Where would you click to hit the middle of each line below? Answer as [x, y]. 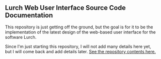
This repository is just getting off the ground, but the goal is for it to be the [79, 27]
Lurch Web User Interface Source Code [65, 8]
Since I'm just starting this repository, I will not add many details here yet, [78, 46]
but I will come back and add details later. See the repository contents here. [80, 51]
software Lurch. [21, 37]
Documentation [29, 16]
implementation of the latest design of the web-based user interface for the [80, 32]
